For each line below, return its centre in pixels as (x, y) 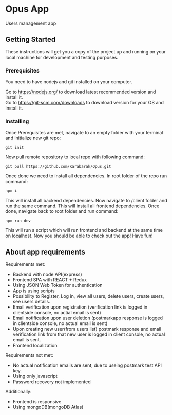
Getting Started (31, 39)
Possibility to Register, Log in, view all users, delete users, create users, (88, 296)
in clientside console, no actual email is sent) (60, 323)
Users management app (31, 23)
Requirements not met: (30, 355)
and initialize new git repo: (33, 138)
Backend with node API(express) (47, 274)
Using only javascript (35, 376)
